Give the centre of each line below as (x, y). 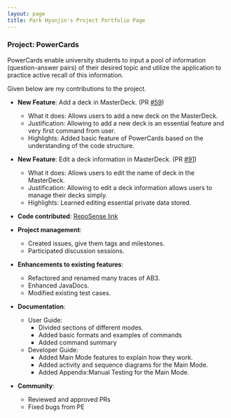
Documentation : (41, 306)
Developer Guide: (53, 350)
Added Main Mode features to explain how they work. (115, 357)
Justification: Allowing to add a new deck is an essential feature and (126, 123)
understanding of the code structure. (81, 145)
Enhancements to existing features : (70, 264)
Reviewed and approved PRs (69, 399)
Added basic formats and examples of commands (110, 335)
